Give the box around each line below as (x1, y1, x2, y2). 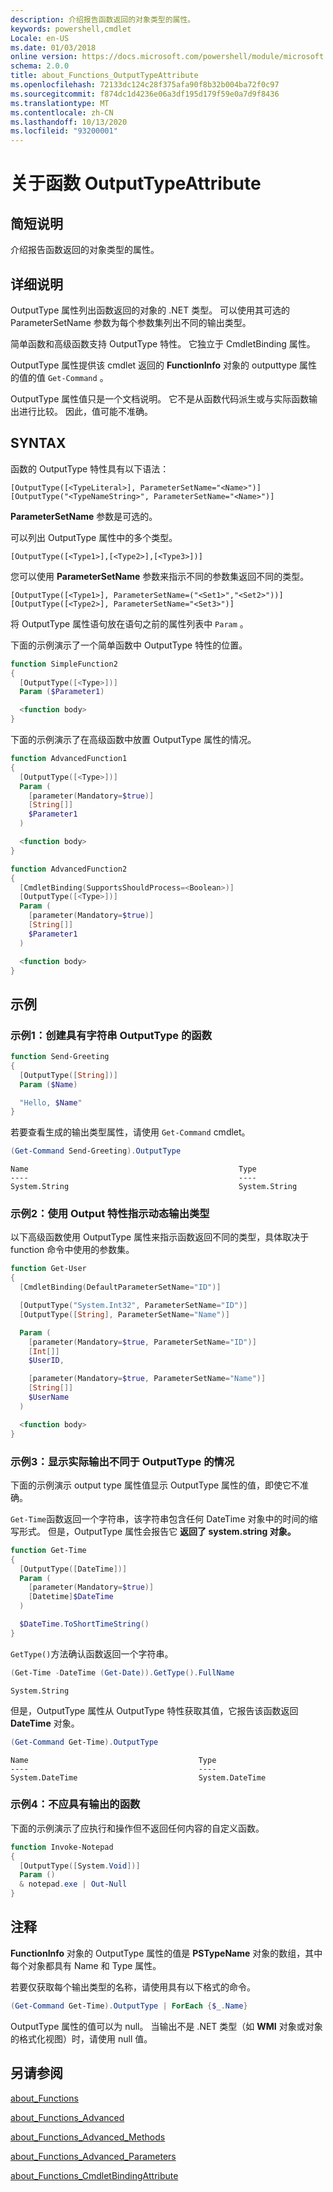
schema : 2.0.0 (10, 61, 70, 71)
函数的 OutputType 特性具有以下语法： (10, 462, 170, 475)
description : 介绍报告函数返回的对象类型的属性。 (10, 14, 196, 25)
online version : (10, 52, 78, 62)
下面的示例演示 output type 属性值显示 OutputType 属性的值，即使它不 (10, 1479, 301, 1491)
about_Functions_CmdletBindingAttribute (10, 2169, 179, 2181)
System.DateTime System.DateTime (10, 1772, 267, 1783)
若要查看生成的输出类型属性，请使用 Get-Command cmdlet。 (10, 1126, 251, 1138)
